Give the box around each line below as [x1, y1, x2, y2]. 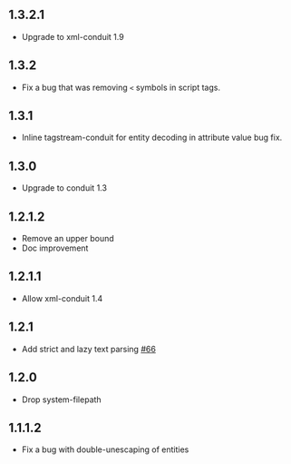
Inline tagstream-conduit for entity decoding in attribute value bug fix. [21, 132, 283, 143]
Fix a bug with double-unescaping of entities [21, 444, 189, 455]
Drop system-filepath [21, 394, 102, 405]
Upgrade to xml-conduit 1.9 [21, 31, 124, 42]
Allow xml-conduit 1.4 [21, 292, 103, 303]
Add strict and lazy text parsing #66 [21, 343, 156, 354]
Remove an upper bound [21, 233, 114, 244]
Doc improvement [21, 242, 89, 253]
